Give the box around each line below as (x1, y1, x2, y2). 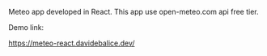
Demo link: (8, 23, 44, 32)
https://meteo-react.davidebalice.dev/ (8, 38, 135, 48)
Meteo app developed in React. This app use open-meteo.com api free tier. (8, 7, 259, 16)
